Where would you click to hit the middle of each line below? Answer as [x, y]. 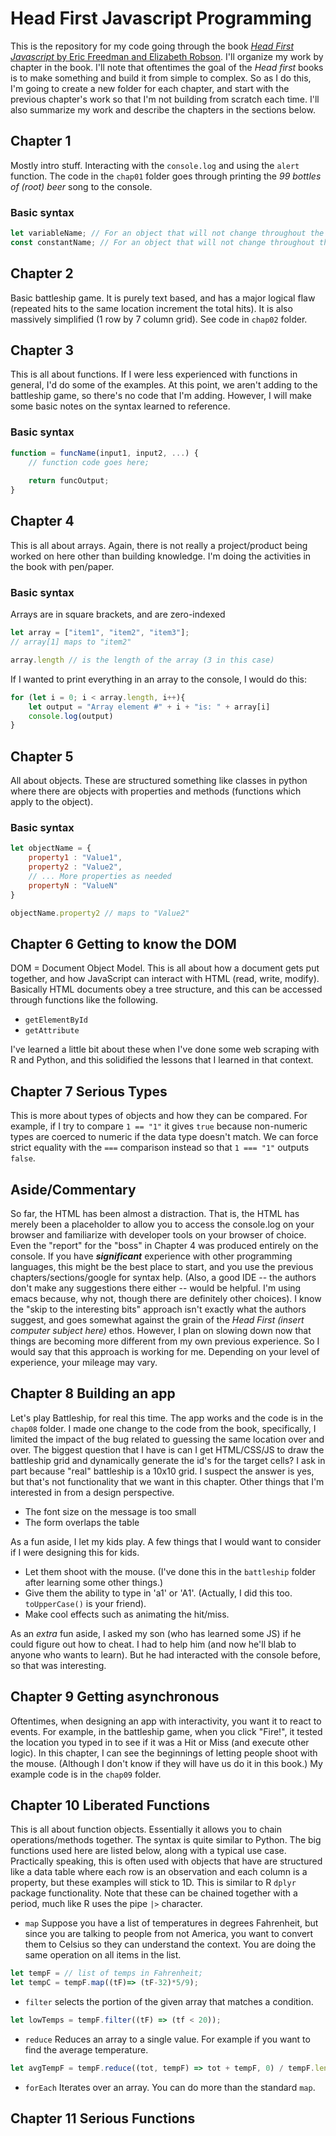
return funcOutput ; [69, 481]
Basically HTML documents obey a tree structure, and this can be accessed [166, 989]
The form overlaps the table [82, 1522]
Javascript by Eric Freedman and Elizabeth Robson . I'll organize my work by [167, 56]
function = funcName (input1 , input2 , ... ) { [104, 453]
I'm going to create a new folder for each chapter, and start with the [150, 88]
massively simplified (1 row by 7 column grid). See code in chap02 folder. [159, 319]
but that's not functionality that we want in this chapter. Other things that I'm [167, 1481]
